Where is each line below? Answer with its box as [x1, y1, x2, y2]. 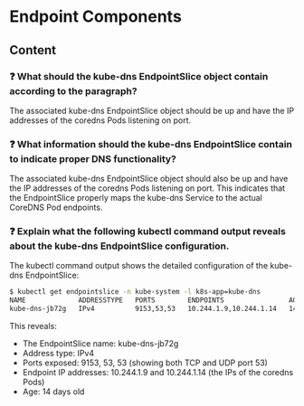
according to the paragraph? [9, 84, 138, 97]
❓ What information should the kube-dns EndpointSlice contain [9, 137, 292, 150]
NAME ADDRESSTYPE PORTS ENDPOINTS [9, 296, 224, 305]
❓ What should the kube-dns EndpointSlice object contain [9, 70, 269, 82]
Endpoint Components [9, 6, 183, 27]
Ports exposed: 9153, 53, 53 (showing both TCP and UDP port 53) [22, 357, 269, 368]
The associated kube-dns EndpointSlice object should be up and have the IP [9, 105, 295, 116]
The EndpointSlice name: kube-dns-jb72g [22, 338, 179, 349]
